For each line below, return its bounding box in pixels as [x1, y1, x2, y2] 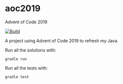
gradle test [5, 74, 29, 79]
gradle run [5, 56, 27, 61]
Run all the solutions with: [5, 47, 57, 53]
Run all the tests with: [5, 65, 48, 71]
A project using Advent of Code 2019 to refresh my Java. [5, 37, 119, 44]
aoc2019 [5, 3, 41, 14]
